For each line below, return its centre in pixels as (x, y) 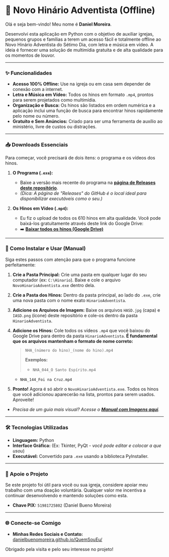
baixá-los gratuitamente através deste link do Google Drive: (82, 223)
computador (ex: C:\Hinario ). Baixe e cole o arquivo (66, 280)
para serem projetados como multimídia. (54, 100)
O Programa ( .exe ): (33, 172)
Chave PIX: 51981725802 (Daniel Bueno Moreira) (62, 505)
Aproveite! (23, 400)
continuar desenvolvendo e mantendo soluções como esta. (67, 496)
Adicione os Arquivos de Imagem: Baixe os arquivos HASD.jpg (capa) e (86, 310)
